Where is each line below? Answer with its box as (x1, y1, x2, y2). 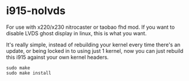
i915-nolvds (6, 4, 66, 18)
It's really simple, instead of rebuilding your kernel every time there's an (6, 41, 181, 48)
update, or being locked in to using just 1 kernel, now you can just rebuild (6, 47, 184, 54)
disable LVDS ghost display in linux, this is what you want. (6, 29, 147, 36)
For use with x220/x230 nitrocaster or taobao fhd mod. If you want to (6, 23, 175, 31)
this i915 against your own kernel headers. (6, 53, 109, 60)
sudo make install (6, 70, 51, 76)
